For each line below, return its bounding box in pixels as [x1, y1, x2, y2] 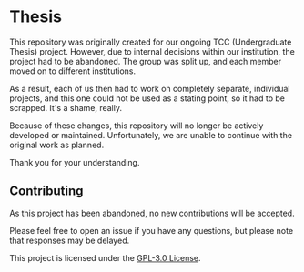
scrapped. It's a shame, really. [9, 102, 123, 113]
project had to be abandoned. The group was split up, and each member [9, 55, 282, 66]
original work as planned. [9, 139, 105, 150]
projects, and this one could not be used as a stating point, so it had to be [9, 93, 285, 104]
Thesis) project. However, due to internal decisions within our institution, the [9, 45, 296, 56]
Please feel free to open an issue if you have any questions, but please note [9, 225, 294, 236]
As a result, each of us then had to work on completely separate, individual [9, 83, 290, 94]
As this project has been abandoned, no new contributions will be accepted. [9, 207, 295, 218]
